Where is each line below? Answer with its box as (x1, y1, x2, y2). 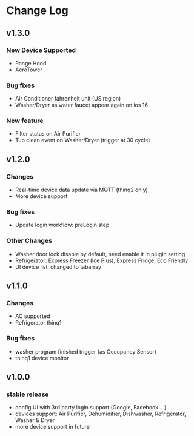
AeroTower (15, 66, 42, 73)
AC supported (15, 312, 50, 320)
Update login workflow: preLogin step (15, 222, 110, 229)
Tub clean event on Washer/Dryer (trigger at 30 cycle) (15, 137, 150, 144)
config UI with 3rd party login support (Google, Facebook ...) (15, 404, 167, 411)
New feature (6, 116, 44, 125)
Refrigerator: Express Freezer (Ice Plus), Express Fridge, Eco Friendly (15, 257, 189, 264)
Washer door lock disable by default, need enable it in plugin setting (15, 250, 186, 257)
